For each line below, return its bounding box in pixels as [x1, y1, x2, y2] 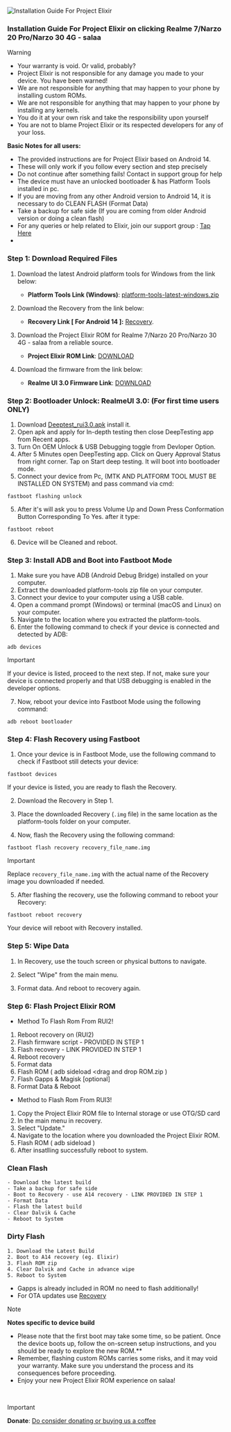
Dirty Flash [7, 1232, 45, 1242]
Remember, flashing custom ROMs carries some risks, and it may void [17, 1353, 218, 1362]
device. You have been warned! [17, 76, 108, 85]
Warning [7, 49, 31, 57]
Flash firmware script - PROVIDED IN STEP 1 [17, 1038, 144, 1046]
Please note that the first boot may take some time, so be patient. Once [17, 1331, 221, 1340]
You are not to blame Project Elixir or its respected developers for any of [17, 121, 224, 129]
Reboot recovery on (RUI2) [17, 1030, 94, 1039]
